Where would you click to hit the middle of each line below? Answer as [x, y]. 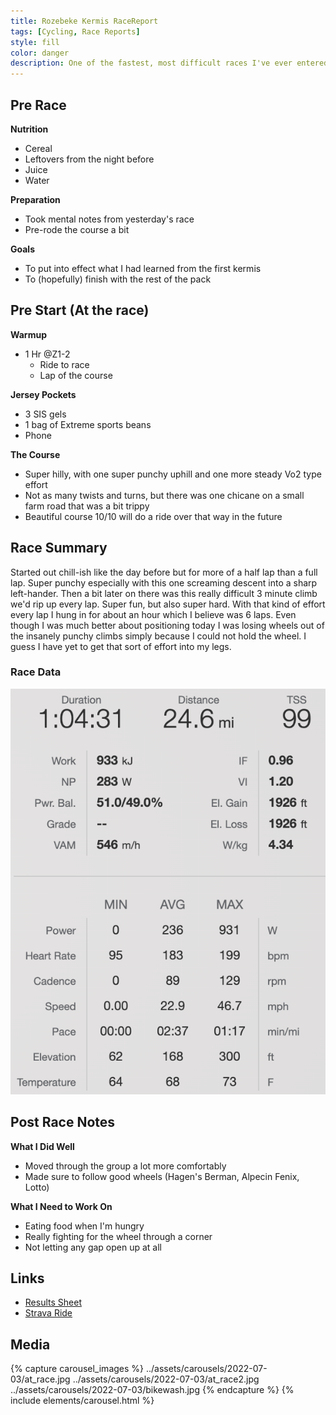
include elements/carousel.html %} [82, 1401]
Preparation [35, 199]
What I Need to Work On [61, 1206]
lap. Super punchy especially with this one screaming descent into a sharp [164, 582]
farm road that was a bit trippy [87, 506]
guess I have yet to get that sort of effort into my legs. [121, 646]
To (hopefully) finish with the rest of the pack [118, 279]
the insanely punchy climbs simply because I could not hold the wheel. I [158, 636]
